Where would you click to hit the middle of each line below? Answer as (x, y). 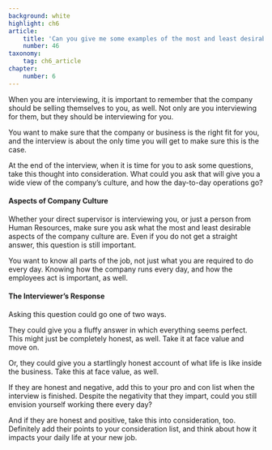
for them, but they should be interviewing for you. (91, 116)
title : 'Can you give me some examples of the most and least (130, 39)
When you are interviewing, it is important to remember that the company (131, 99)
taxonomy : (25, 54)
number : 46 (41, 46)
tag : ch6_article (52, 62)
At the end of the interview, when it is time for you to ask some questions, (131, 165)
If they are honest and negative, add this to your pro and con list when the (132, 388)
